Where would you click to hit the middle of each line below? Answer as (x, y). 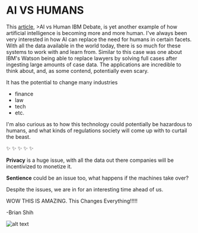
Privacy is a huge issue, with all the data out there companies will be (90, 160)
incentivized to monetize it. (39, 166)
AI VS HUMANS (45, 10)
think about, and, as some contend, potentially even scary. (78, 71)
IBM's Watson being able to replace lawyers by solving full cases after (92, 58)
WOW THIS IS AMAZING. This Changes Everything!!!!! (72, 201)
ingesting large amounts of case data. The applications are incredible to (94, 64)
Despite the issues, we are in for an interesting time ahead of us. (85, 189)
